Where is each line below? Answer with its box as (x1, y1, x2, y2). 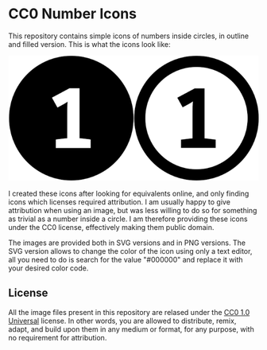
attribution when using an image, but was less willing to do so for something (8, 205, 257, 215)
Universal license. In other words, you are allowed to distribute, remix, (8, 316, 237, 325)
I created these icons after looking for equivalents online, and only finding (8, 189, 250, 198)
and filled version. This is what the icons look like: (8, 39, 171, 49)
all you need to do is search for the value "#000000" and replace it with (8, 255, 244, 264)
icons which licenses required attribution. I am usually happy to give (8, 196, 230, 207)
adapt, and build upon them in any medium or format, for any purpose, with (8, 324, 254, 334)
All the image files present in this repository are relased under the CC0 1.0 (8, 307, 250, 317)
